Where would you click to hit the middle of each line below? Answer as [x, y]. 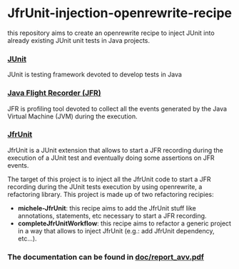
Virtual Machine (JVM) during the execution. [72, 116]
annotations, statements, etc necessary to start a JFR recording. [112, 215]
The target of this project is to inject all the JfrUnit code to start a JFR [110, 179]
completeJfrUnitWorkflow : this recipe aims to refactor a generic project [124, 223]
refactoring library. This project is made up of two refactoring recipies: [111, 194]
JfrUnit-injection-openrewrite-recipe [120, 13]
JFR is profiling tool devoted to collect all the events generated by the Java [117, 108]
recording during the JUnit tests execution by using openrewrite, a [105, 186]
